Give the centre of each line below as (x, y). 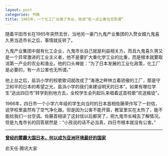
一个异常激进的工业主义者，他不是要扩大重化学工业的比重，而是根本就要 (84, 57)
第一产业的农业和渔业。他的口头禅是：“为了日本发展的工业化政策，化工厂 (85, 64)
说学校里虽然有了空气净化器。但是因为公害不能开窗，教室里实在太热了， (79, 110)
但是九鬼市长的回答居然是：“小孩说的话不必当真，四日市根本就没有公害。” (80, 122)
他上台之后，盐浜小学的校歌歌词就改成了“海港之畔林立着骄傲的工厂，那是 (81, 80)
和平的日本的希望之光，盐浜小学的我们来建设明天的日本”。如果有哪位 (80, 87)
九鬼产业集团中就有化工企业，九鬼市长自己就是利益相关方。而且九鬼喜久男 (82, 51)
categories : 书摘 (22, 15)
